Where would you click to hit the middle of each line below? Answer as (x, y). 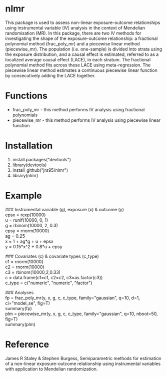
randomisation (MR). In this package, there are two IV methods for (73, 33)
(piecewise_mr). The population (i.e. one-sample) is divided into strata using (84, 49)
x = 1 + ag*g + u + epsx (29, 241)
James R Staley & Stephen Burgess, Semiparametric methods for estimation (83, 358)
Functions (26, 96)
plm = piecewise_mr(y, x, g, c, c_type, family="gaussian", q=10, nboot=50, (81, 314)
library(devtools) (29, 165)
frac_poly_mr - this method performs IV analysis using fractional (78, 109)
